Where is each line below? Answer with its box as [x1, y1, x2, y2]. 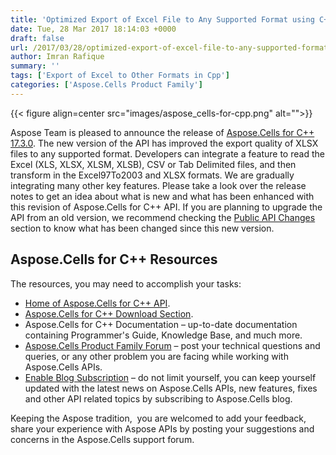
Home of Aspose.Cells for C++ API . [24, 297, 171, 309]
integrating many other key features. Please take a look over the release [10, 179, 307, 191]
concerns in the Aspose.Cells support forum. [10, 433, 195, 445]
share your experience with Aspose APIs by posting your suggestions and [10, 422, 315, 435]
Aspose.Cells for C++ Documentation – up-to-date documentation [24, 318, 298, 330]
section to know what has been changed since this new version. [10, 222, 275, 234]
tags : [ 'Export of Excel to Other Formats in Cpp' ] [10, 71, 230, 81]
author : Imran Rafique [10, 52, 105, 62]
